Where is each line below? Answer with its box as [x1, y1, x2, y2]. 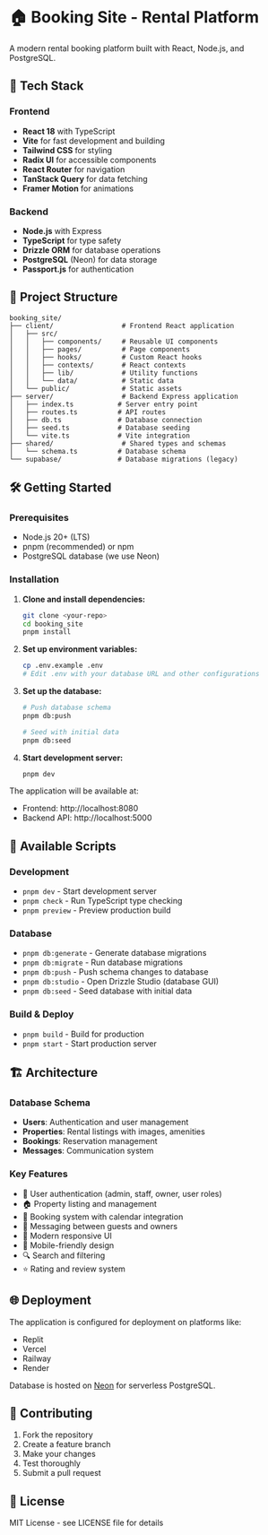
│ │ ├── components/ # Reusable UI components [9, 337, 219, 346]
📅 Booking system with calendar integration [22, 1211, 184, 1222]
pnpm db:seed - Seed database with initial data [22, 985, 193, 996]
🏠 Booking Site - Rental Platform [9, 7, 260, 28]
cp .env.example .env [22, 661, 103, 671]
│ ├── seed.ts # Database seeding [9, 423, 191, 432]
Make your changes [22, 1449, 96, 1460]
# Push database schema [22, 703, 112, 713]
